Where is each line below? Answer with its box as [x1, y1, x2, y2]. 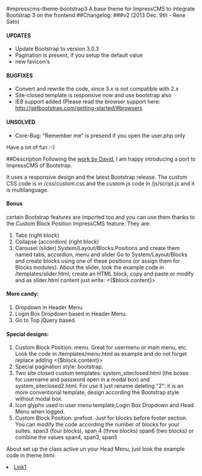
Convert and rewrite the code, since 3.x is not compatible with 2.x [14, 85, 179, 92]
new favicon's [14, 58, 50, 65]
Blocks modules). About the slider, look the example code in [14, 263, 165, 271]
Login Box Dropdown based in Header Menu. [14, 310, 127, 318]
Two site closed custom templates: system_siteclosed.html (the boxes [14, 370, 189, 377]
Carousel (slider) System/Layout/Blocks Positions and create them [14, 244, 180, 251]
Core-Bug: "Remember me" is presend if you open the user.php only [14, 132, 186, 139]
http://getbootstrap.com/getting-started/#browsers [14, 105, 143, 112]
